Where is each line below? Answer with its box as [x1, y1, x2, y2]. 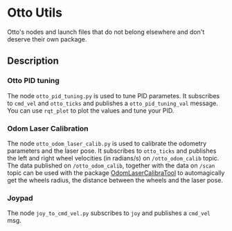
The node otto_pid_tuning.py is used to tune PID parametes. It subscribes [7, 91, 220, 100]
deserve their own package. [7, 35, 87, 43]
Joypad [7, 193, 33, 203]
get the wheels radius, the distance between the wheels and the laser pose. [7, 176, 224, 184]
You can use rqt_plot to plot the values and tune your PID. [7, 106, 175, 115]
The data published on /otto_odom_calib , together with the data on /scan [7, 161, 215, 169]
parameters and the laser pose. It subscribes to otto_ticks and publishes [7, 147, 217, 155]
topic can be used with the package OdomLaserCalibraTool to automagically [7, 168, 225, 177]
